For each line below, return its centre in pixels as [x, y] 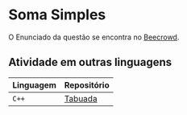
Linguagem [34, 84]
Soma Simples [57, 15]
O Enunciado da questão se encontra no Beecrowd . [94, 37]
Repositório [87, 84]
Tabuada [81, 98]
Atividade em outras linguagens [90, 62]
